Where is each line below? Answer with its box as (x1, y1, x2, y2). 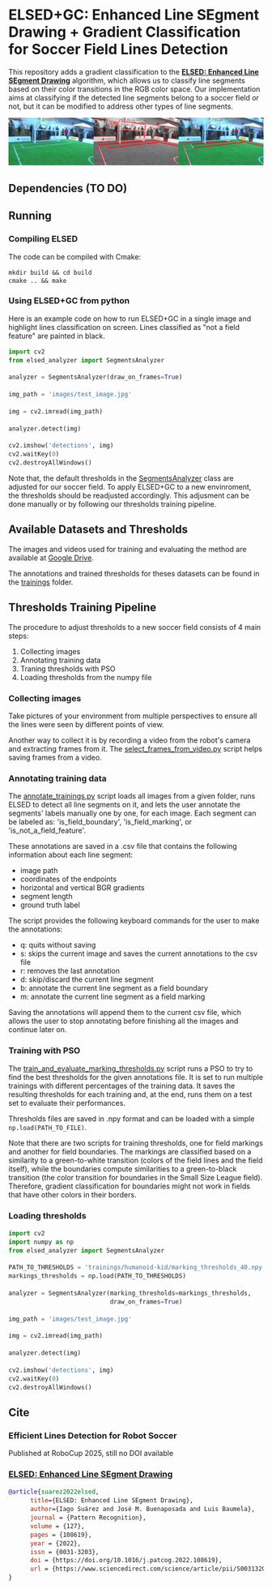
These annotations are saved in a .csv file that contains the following (8, 842, 237, 851)
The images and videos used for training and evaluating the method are (8, 544, 247, 554)
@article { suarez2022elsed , (8, 1488, 100, 1497)
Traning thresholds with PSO (19, 663, 116, 674)
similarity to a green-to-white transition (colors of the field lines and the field (8, 1155, 263, 1165)
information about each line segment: (8, 850, 134, 860)
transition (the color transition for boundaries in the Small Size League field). (8, 1172, 263, 1182)
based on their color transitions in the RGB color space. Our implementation (8, 84, 261, 94)
